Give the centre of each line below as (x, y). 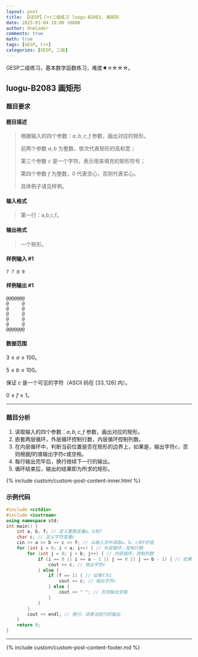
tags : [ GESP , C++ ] (29, 45)
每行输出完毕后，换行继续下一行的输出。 (64, 461)
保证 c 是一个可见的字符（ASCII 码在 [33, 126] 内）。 (68, 383)
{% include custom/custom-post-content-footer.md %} (73, 648)
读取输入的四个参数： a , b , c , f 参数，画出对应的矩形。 (79, 431)
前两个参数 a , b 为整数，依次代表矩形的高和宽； (78, 149)
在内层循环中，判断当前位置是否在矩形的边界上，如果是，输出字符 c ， (99, 446)
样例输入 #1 (20, 259)
